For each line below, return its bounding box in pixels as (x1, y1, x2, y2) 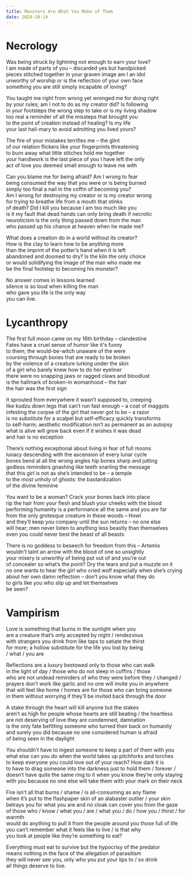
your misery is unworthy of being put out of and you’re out (6, 554, 147, 561)
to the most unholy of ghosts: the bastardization (6, 476, 121, 483)
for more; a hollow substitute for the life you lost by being (6, 644, 144, 651)
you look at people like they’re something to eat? (6, 832, 122, 839)
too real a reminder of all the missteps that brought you (6, 113, 138, 120)
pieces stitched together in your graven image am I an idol (6, 71, 146, 78)
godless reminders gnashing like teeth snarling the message (6, 463, 151, 471)
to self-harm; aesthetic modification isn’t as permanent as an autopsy (6, 421, 173, 428)
